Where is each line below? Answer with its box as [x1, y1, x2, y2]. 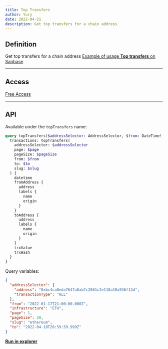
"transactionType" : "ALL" [14, 292, 68, 297]
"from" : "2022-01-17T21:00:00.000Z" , [9, 301, 88, 306]
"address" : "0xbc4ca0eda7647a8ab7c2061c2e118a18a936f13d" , [14, 287, 140, 292]
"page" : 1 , [9, 310, 32, 316]
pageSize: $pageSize [14, 152, 57, 157]
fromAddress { [14, 180, 43, 185]
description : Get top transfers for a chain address [5, 21, 117, 27]
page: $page [14, 147, 39, 152]
